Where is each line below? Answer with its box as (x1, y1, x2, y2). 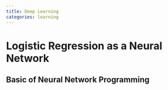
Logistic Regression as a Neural (6, 39, 163, 53)
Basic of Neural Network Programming (6, 75, 150, 85)
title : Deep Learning (6, 8, 59, 15)
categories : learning (6, 14, 59, 20)
